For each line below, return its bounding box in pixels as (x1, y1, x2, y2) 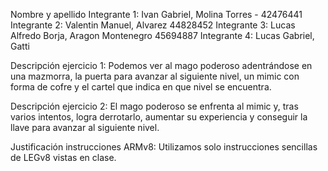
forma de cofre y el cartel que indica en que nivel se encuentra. (10, 81, 272, 93)
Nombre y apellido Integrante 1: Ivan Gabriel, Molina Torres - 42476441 (10, 9, 303, 20)
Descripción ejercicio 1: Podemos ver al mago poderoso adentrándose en (10, 60, 313, 71)
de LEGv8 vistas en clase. (10, 152, 117, 163)
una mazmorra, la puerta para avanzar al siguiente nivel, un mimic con (10, 70, 300, 82)
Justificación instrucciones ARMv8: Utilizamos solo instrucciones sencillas (10, 141, 318, 153)
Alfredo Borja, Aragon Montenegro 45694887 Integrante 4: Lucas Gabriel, (10, 30, 315, 41)
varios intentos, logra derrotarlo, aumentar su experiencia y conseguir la (10, 111, 308, 123)
